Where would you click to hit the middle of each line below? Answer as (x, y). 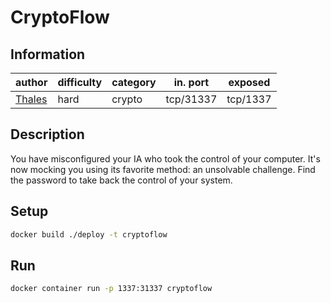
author (31, 82)
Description (47, 134)
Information (48, 54)
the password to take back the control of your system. (121, 180)
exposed (249, 82)
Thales (31, 99)
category (134, 82)
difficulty (80, 82)
